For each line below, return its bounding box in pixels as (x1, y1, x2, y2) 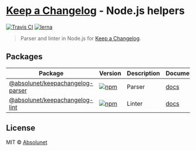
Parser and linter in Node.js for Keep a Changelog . (20, 35, 141, 42)
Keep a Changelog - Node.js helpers (6, 4, 185, 18)
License (6, 123, 36, 133)
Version (99, 69, 121, 77)
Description (127, 69, 160, 77)
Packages (6, 52, 43, 62)
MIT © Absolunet (6, 139, 48, 146)
